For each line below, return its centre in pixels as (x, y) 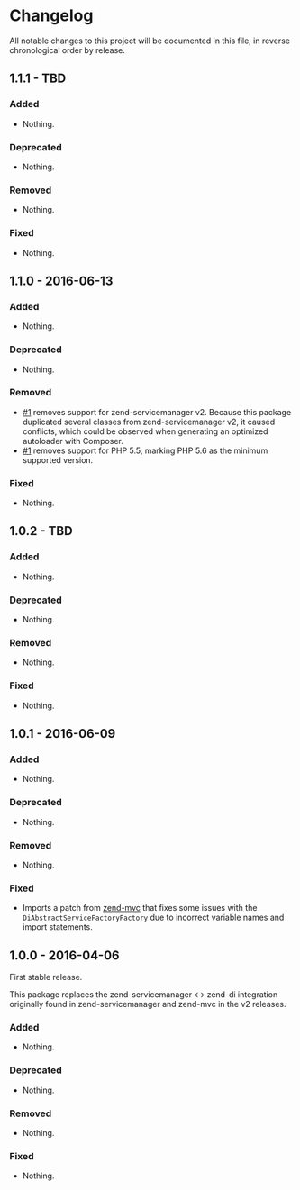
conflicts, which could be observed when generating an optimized (145, 431)
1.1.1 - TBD (38, 79)
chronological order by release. (68, 50)
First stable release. (46, 977)
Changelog (51, 16)
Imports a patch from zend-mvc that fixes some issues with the (140, 908)
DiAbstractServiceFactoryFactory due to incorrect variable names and (153, 917)
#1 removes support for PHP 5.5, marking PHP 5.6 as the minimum (145, 450)
